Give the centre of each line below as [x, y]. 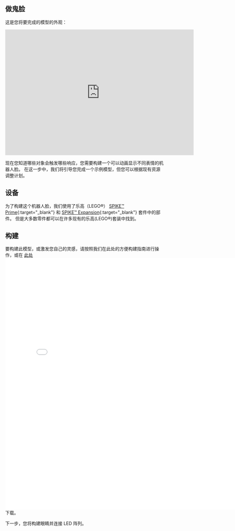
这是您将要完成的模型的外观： [36, 22]
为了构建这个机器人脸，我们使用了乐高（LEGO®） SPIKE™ [65, 206]
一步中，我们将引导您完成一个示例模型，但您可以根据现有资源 [96, 169]
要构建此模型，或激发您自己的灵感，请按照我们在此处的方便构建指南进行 [80, 249]
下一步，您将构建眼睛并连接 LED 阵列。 [46, 523]
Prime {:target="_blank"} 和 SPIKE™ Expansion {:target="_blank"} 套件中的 [81, 212]
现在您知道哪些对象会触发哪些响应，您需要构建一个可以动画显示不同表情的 [82, 163]
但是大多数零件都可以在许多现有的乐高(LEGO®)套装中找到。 [77, 218]
